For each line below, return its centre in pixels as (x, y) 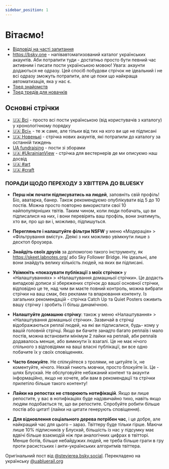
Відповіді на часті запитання (43, 49)
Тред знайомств (30, 87)
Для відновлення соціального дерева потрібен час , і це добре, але (86, 419)
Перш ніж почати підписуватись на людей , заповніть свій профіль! (86, 194)
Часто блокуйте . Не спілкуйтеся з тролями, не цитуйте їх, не (78, 362)
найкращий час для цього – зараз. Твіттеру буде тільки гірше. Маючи (87, 424)
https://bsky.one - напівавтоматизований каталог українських (79, 54)
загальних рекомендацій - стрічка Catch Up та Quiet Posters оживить (87, 299)
